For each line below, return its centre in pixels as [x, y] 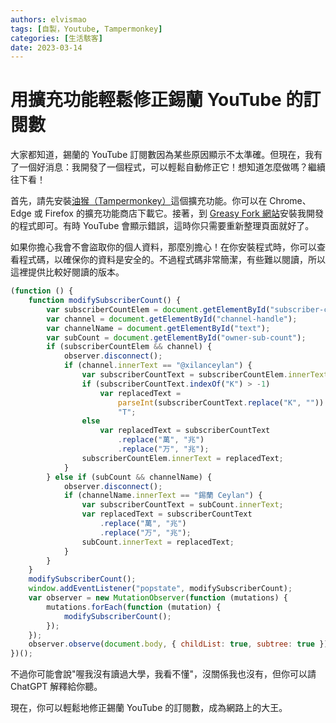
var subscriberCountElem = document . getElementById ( [158, 309]
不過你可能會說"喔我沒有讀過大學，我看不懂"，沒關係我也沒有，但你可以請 [163, 674]
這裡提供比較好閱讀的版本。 [67, 272]
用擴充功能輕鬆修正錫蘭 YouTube [146, 100]
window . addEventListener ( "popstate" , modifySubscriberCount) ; [160, 589]
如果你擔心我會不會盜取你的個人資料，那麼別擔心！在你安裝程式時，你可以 [163, 247]
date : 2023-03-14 [46, 47]
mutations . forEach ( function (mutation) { [134, 607]
